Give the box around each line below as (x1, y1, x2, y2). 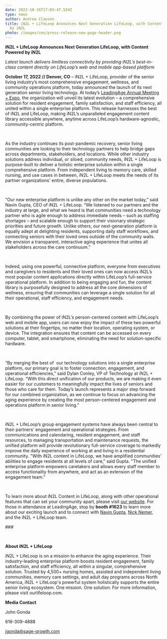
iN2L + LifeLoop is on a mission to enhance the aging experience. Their (5, 553, 152, 559)
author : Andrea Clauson (5, 16, 55, 21)
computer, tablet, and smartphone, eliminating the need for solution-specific (5, 336, 162, 341)
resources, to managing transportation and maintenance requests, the (5, 437, 149, 443)
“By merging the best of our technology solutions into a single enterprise (5, 360, 156, 365)
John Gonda (5, 609, 31, 615)
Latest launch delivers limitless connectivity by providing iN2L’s (5, 59, 135, 65)
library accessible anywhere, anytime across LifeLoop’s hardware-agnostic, (5, 116, 160, 122)
